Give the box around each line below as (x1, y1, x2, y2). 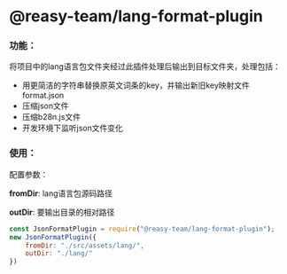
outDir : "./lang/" (25, 249, 93, 258)
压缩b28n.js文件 (21, 112, 81, 122)
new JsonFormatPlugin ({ (9, 232, 97, 241)
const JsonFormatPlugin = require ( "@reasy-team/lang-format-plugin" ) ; (9, 224, 275, 233)
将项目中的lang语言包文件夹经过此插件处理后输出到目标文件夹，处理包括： (9, 61, 282, 72)
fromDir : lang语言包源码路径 (9, 188, 112, 199)
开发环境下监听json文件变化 (21, 122, 124, 134)
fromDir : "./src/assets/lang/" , (25, 241, 144, 250)
